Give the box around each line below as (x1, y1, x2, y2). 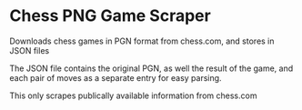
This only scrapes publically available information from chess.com (9, 90, 257, 101)
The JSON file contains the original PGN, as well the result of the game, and (9, 63, 294, 74)
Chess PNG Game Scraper (9, 5, 211, 26)
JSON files (9, 45, 50, 55)
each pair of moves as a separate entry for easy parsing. (9, 72, 222, 83)
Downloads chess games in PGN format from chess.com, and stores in (9, 35, 275, 46)
